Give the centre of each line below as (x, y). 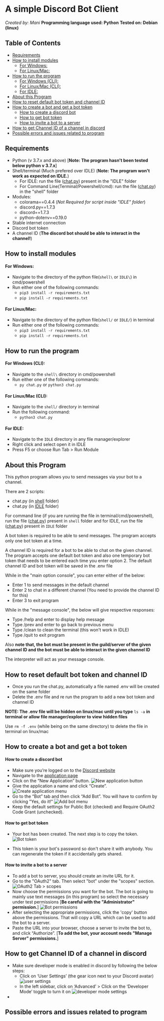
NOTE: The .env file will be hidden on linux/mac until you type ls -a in (78, 712)
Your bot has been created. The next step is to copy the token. (75, 834)
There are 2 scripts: (25, 492)
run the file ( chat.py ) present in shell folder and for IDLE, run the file (74, 521)
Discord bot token (30, 228)
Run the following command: (41, 412)
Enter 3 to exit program (35, 600)
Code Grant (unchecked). (38, 812)
